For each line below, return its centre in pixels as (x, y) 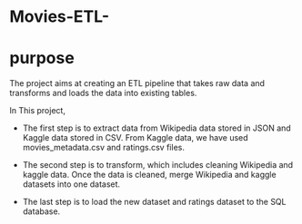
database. (41, 211)
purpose (42, 58)
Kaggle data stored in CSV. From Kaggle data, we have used (135, 138)
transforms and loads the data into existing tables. (103, 93)
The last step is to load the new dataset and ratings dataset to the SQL (154, 202)
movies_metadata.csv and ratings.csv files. (103, 148)
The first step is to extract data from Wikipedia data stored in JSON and (156, 128)
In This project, (38, 111)
